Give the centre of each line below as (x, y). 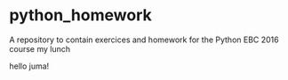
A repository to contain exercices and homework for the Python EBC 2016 (144, 40)
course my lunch (40, 48)
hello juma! (29, 66)
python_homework (81, 15)
